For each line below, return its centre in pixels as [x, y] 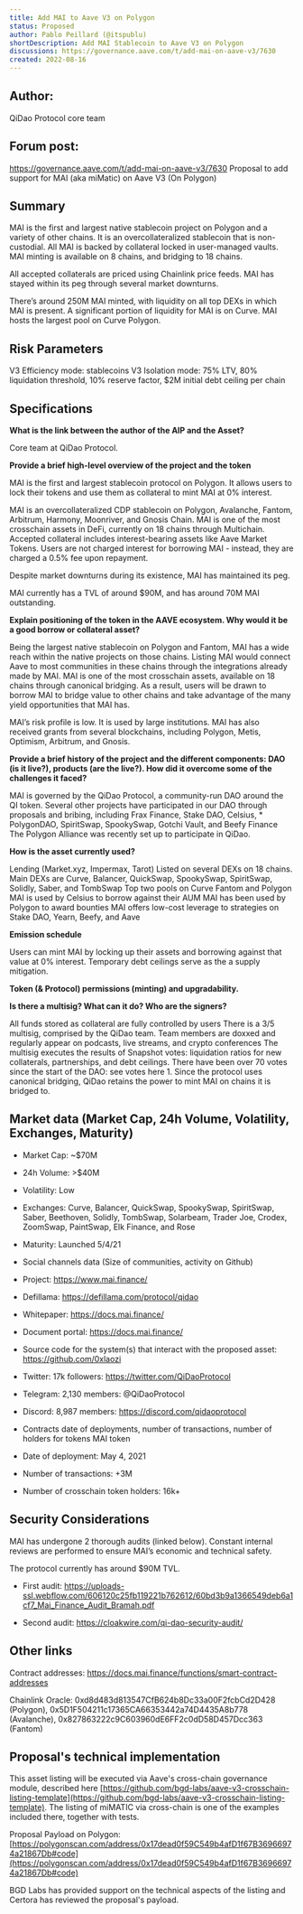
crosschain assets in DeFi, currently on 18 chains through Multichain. [137, 529]
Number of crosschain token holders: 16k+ [101, 1490]
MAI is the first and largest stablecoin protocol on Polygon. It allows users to [151, 483]
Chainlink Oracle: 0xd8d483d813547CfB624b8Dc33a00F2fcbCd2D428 [142, 1700]
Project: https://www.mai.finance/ [85, 1279]
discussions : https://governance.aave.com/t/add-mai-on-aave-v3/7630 [143, 51]
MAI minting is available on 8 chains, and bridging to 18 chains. [126, 257]
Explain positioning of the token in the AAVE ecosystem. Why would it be [149, 621]
